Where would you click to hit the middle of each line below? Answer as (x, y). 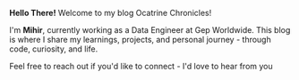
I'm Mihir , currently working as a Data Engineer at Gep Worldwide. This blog (150, 30)
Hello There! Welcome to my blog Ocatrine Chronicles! (111, 13)
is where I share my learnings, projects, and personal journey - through (140, 40)
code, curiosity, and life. (54, 49)
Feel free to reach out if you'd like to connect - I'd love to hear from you (141, 66)
